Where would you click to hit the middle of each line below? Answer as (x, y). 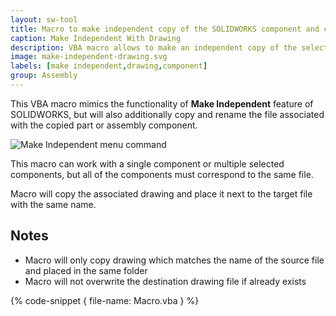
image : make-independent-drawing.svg (89, 57)
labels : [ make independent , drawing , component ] (109, 66)
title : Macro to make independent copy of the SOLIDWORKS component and (165, 29)
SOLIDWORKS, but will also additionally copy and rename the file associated (167, 114)
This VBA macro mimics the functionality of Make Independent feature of (162, 103)
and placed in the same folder (86, 270)
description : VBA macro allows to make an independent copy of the (154, 47)
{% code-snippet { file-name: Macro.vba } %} (105, 300)
